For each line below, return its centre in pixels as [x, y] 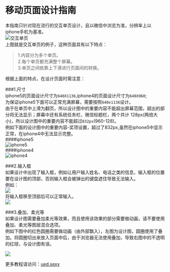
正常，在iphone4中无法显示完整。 [40, 133]
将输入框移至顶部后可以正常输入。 [41, 196]
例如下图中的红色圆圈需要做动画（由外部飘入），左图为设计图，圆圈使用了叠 [84, 231]
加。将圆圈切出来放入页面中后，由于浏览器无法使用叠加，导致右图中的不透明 [85, 237]
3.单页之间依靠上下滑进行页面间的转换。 [60, 68]
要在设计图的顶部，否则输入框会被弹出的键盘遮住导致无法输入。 [72, 178]
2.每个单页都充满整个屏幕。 [46, 61]
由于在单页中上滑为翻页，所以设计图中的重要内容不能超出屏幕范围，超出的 [83, 108]
